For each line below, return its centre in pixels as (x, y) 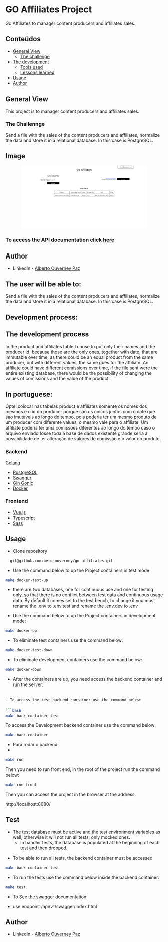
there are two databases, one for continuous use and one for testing (83, 590)
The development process (47, 334)
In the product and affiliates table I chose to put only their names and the (80, 347)
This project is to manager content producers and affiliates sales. (72, 111)
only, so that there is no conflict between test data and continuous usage (88, 595)
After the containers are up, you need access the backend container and (88, 679)
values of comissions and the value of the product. (58, 379)
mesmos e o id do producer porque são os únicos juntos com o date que (80, 412)
